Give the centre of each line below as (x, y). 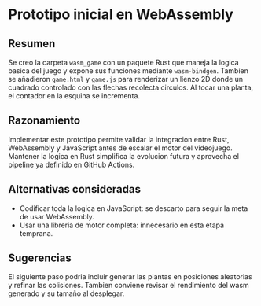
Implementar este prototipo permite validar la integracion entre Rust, (119, 139)
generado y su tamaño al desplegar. (66, 293)
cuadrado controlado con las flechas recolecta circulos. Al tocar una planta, (131, 87)
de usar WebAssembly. (57, 216)
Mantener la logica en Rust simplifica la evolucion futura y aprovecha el (124, 156)
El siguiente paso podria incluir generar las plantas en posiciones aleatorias (130, 277)
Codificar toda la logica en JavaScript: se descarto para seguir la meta (134, 208)
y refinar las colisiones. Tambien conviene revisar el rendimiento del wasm (129, 286)
